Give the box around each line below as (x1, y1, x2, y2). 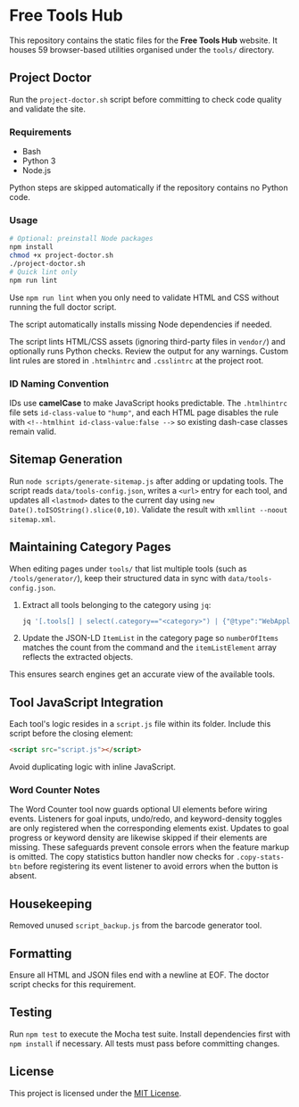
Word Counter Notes (9, 784, 101, 795)
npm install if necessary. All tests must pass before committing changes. (9, 1037, 280, 1049)
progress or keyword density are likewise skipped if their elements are (9, 832, 268, 844)
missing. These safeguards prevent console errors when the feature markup (9, 842, 290, 853)
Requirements (9, 126, 72, 138)
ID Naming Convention (9, 377, 110, 389)
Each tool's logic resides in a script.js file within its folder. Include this (9, 719, 271, 729)
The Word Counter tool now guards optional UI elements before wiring (9, 804, 268, 815)
